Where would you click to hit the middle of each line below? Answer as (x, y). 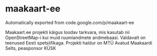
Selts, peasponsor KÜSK (31, 48)
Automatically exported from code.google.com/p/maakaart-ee (70, 22)
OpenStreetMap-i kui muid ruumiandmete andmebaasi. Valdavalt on (75, 37)
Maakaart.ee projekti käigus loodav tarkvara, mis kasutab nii (67, 32)
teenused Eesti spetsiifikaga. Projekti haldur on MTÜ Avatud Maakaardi (79, 42)
